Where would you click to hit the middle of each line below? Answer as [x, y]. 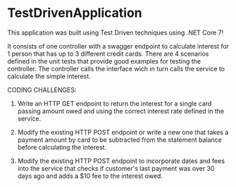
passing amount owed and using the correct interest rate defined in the [120, 111]
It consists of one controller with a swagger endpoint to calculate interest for [118, 46]
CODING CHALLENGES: [42, 90]
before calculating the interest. [62, 147]
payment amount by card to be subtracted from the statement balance [119, 140]
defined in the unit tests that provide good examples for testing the [104, 61]
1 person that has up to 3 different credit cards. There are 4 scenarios [108, 54]
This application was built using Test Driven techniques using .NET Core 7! [116, 32]
